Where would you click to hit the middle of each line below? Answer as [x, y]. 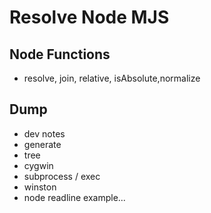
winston [40, 187]
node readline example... [74, 197]
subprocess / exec [62, 176]
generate [42, 144]
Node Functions [60, 54]
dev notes [44, 133]
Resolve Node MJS [89, 17]
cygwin [38, 165]
